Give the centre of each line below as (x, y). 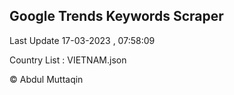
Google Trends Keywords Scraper (116, 16)
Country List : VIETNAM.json (68, 60)
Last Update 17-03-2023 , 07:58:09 (82, 40)
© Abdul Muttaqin (46, 79)
